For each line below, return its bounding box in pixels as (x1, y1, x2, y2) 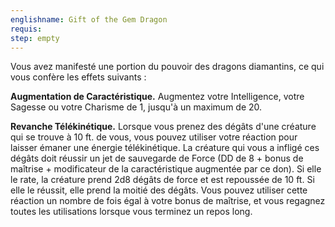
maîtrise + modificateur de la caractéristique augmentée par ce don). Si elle (10, 163, 322, 175)
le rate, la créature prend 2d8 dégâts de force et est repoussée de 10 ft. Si (10, 174, 315, 186)
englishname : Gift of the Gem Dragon (10, 14, 168, 25)
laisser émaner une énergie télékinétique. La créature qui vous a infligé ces (10, 142, 320, 154)
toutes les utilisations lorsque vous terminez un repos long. (10, 206, 253, 218)
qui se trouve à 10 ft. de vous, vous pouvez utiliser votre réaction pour (10, 131, 298, 143)
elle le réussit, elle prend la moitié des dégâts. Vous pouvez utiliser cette (10, 184, 308, 196)
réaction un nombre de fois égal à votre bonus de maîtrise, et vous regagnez (10, 195, 326, 207)
